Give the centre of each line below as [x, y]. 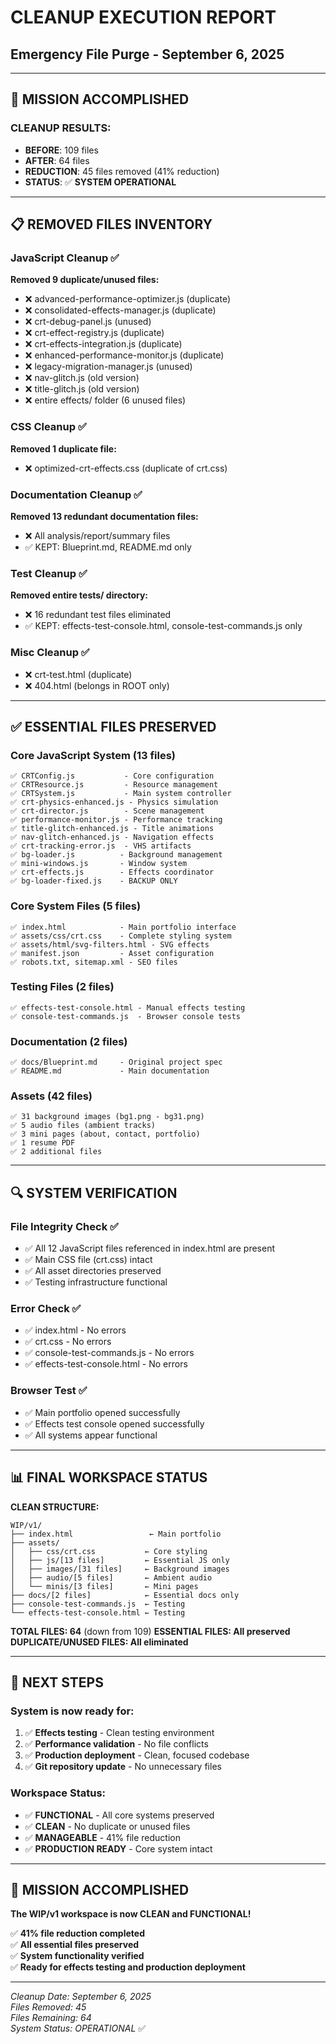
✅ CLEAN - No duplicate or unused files [107, 1826]
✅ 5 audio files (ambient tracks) [83, 1126]
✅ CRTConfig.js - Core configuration [112, 776]
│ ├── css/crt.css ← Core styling [109, 1551]
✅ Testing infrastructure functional [96, 1282]
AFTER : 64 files [57, 160]
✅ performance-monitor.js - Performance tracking [116, 820]
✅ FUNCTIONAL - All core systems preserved [119, 1815]
